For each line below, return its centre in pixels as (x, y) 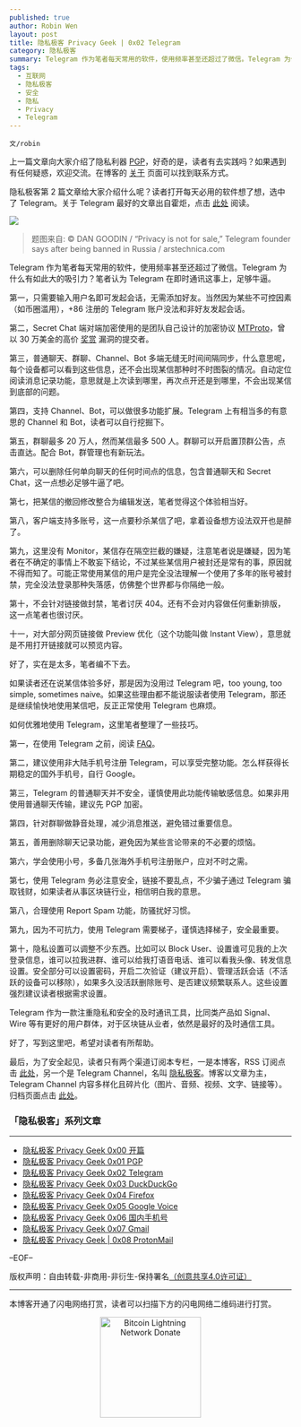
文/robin (25, 144)
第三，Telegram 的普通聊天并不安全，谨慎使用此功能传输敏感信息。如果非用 (149, 793)
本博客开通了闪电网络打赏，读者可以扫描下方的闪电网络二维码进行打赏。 (142, 1304)
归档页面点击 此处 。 (46, 1095)
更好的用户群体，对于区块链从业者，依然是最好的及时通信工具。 (162, 1024)
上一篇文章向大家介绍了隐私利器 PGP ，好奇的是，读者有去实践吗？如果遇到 (148, 161)
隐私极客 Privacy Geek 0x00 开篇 (83, 1150)
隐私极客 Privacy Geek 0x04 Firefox (88, 1195)
